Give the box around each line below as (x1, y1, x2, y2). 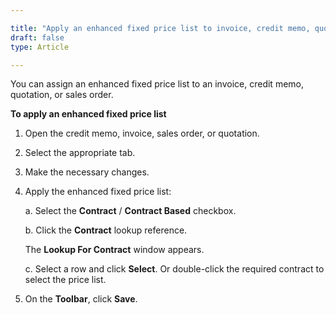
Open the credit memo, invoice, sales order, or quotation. (24, 127, 260, 140)
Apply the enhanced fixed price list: (24, 186, 172, 198)
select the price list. (24, 274, 107, 286)
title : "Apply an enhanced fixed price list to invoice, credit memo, (10, 23, 311, 33)
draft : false (10, 32, 65, 43)
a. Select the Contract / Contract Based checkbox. (24, 205, 237, 217)
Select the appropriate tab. (24, 147, 136, 159)
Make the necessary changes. (24, 166, 150, 178)
